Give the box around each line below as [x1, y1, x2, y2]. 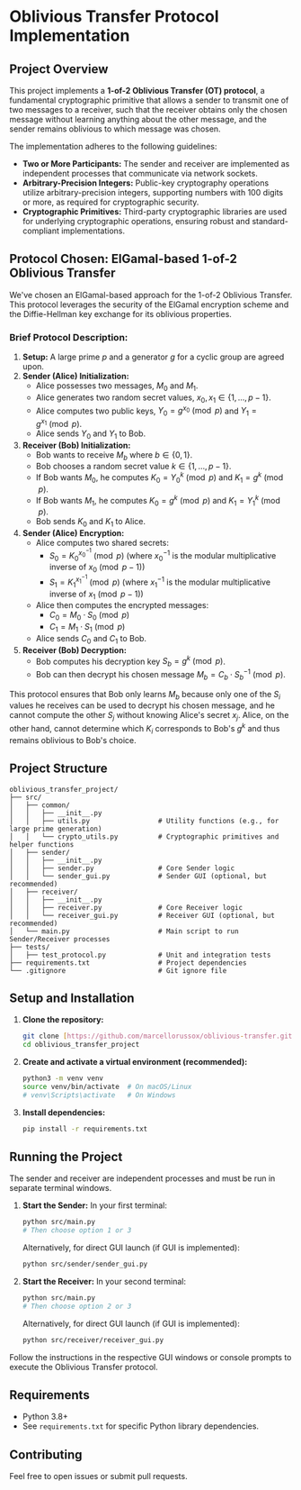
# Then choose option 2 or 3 [22, 1302, 132, 1311]
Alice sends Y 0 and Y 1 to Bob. [35, 428, 146, 441]
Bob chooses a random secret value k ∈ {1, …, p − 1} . [35, 461, 232, 472]
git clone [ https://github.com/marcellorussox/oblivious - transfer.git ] [22, 1031, 297, 1041]
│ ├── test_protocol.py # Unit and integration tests [9, 950, 271, 959]
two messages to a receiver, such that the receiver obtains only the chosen [9, 104, 288, 114]
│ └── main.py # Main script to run [9, 926, 240, 936]
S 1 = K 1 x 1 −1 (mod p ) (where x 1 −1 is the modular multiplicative [49, 574, 271, 589]
